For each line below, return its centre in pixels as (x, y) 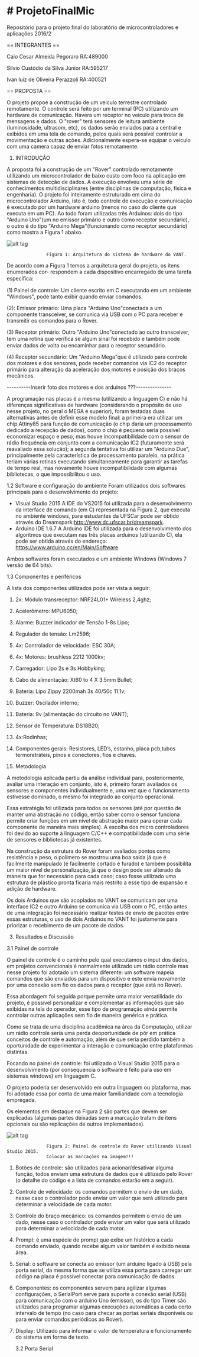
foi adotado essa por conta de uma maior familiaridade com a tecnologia (95, 1094)
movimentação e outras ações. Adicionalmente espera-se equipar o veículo (99, 140)
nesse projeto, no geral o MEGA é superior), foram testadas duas (86, 411)
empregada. (22, 1100)
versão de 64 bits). (30, 565)
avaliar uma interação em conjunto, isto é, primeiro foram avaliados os (92, 784)
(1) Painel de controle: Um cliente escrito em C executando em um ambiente (99, 290)
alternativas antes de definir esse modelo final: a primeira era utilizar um (94, 417)
